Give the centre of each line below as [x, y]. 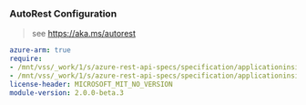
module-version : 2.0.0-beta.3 [67, 93]
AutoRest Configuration [63, 14]
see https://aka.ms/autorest [84, 34]
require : [26, 59]
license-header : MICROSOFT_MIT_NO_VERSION [91, 84]
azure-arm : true [40, 50]
